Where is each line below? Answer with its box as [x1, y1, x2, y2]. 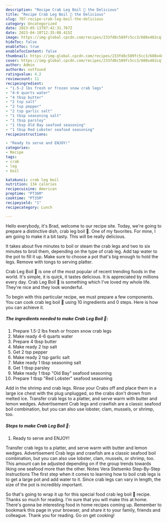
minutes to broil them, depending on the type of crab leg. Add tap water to [5, 248, 158, 254]
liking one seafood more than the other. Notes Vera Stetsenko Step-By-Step [5, 466, 161, 472]
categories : [5, 145, 30, 150]
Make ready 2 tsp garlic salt [12, 354, 70, 360]
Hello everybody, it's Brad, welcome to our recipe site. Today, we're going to [5, 223, 162, 229]
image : [5, 35, 19, 40]
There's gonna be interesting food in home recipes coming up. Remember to [5, 502, 162, 508]
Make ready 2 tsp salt [12, 344, 57, 350]
